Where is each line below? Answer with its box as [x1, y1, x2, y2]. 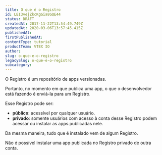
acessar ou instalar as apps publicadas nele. [12, 121, 103, 127]
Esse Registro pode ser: [5, 101, 54, 106]
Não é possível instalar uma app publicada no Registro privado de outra [5, 140, 151, 146]
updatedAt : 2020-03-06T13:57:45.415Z [5, 26, 83, 31]
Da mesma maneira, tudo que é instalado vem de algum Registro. [5, 130, 138, 136]
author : [5, 49, 21, 53]
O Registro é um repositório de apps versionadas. [5, 76, 107, 82]
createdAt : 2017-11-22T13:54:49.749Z [5, 21, 83, 26]
